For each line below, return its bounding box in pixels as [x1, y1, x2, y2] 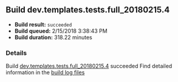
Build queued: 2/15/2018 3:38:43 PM [14, 27, 108, 34]
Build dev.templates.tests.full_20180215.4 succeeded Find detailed [5, 63, 173, 70]
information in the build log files [5, 69, 85, 76]
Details [5, 48, 27, 57]
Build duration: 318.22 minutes [14, 33, 92, 41]
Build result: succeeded [14, 20, 72, 28]
